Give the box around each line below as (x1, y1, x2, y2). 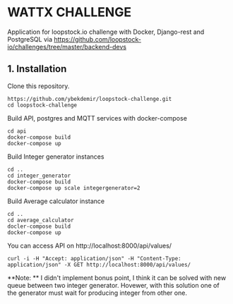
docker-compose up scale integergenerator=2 (7, 184, 141, 191)
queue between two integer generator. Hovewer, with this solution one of (7, 281, 220, 289)
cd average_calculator (7, 217, 74, 224)
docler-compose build (7, 223, 71, 230)
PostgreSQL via (7, 35, 53, 43)
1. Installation (7, 63, 67, 75)
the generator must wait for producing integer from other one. (7, 288, 187, 297)
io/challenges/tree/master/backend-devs (7, 42, 127, 51)
